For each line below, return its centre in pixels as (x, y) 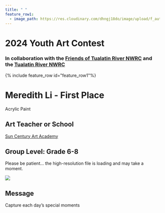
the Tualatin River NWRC (35, 64)
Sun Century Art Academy (32, 136)
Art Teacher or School (40, 124)
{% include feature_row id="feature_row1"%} (51, 75)
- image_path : (24, 19)
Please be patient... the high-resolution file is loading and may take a (74, 163)
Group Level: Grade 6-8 (42, 152)
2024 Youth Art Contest (55, 43)
